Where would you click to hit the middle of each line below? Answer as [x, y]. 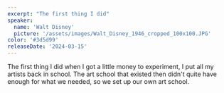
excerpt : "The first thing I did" [59, 14]
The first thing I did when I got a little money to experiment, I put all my [111, 67]
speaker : [20, 20]
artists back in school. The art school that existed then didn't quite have [112, 74]
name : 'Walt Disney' [44, 27]
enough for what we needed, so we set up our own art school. [98, 81]
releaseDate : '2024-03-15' [47, 46]
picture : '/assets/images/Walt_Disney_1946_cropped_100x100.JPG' [113, 33]
